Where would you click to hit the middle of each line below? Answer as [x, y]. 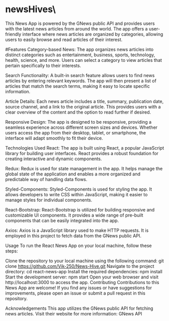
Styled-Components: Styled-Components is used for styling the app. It [79, 189]
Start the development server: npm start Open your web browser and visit [82, 277]
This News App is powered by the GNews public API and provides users [80, 23]
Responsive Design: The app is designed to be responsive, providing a [78, 122]
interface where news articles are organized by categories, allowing [93, 34]
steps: [12, 251]
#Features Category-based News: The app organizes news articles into [79, 49]
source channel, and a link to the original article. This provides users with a [83, 106]
